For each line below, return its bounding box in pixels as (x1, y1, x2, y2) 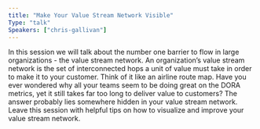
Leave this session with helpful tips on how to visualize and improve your (8, 106, 244, 115)
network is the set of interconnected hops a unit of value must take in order (8, 64, 252, 73)
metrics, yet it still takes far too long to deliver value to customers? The (8, 89, 238, 99)
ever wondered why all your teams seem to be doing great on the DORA (8, 81, 241, 90)
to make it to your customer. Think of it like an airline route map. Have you (8, 72, 247, 82)
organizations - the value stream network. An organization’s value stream (8, 56, 245, 65)
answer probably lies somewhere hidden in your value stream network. (8, 97, 238, 106)
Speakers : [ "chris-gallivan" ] (8, 26, 108, 34)
